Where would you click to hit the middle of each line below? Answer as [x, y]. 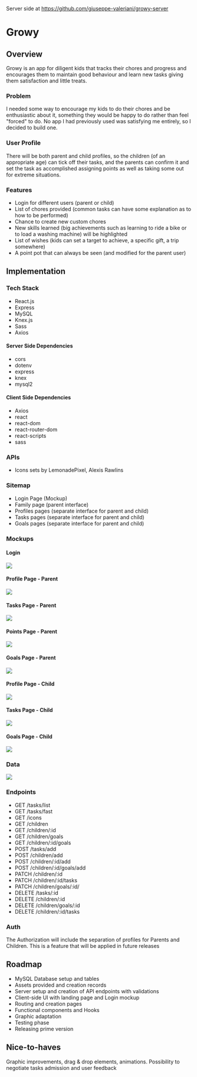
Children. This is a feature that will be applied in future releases [83, 946]
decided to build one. [32, 128]
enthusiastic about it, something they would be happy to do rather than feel [97, 115]
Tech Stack [23, 288]
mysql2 [24, 384]
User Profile [24, 143]
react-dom [27, 423]
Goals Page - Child [29, 736]
